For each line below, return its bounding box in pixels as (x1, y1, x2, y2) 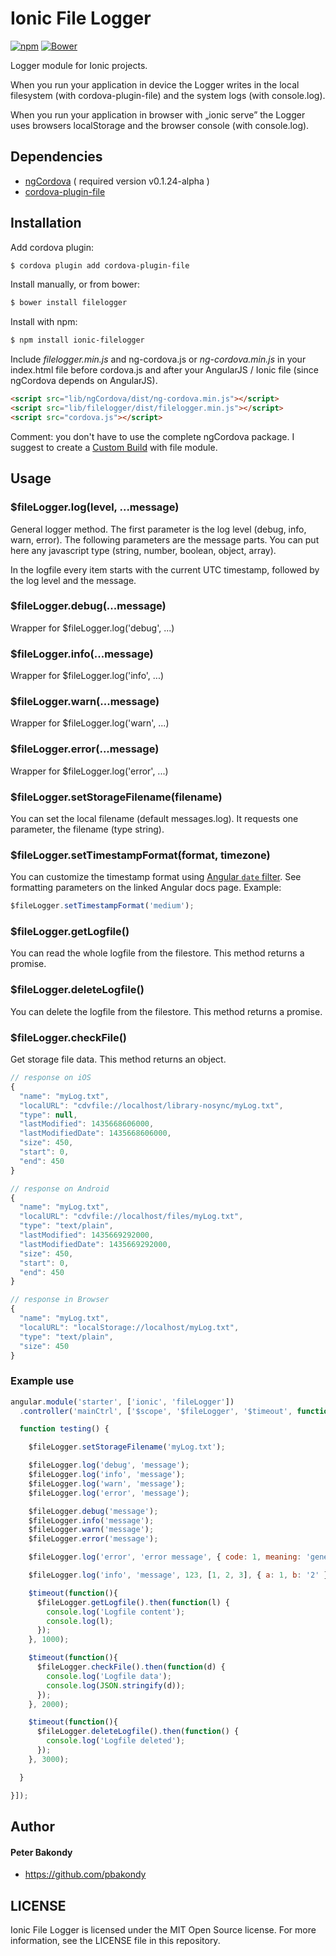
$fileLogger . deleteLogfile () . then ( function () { (36, 1727, 240, 1737)
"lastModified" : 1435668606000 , (19, 1119, 155, 1129)
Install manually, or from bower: (10, 278, 141, 291)
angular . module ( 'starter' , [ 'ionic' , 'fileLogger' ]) (10, 1397, 235, 1407)
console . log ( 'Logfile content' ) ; (46, 1607, 186, 1617)
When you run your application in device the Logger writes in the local (10, 78, 300, 91)
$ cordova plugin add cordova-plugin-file (10, 260, 190, 271)
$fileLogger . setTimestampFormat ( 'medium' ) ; (10, 901, 195, 911)
